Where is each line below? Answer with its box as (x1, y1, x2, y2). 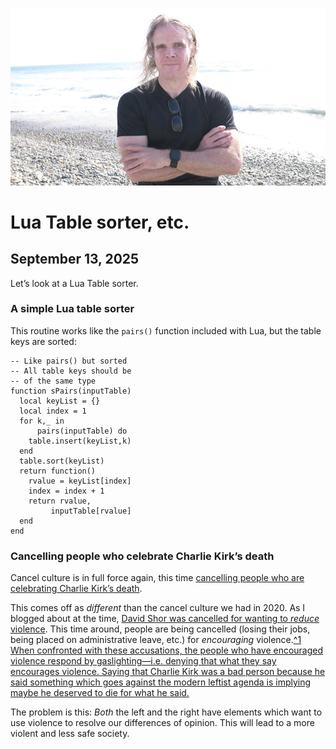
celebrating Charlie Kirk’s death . (10, 583, 143, 595)
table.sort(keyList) (19, 456, 105, 466)
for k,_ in (19, 416, 65, 426)
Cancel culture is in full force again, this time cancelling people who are (10, 572, 305, 584)
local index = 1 (19, 406, 87, 416)
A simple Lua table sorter (10, 302, 135, 316)
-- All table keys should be (10, 366, 132, 376)
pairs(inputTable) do (36, 426, 128, 436)
